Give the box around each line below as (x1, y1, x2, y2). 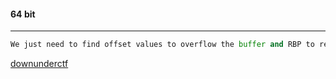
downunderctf (10, 58, 69, 70)
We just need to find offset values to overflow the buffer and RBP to (10, 40, 315, 50)
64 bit (10, 8, 36, 20)
